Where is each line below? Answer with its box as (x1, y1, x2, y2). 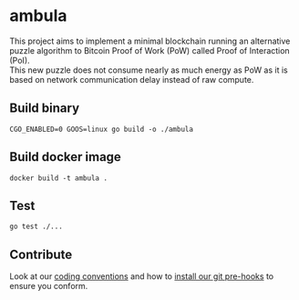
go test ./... (9, 222, 64, 232)
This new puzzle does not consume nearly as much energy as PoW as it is (9, 65, 289, 75)
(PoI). (9, 55, 30, 65)
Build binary (9, 101, 80, 116)
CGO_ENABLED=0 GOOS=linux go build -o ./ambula (9, 125, 194, 134)
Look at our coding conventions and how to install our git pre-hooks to (9, 271, 274, 282)
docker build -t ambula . (9, 174, 108, 183)
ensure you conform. (9, 281, 88, 292)
